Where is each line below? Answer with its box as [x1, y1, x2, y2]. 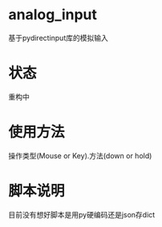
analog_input [8, 6, 98, 24]
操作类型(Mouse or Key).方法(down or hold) [8, 150, 152, 161]
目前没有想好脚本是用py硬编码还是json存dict [8, 209, 156, 219]
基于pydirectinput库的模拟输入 [8, 33, 108, 42]
